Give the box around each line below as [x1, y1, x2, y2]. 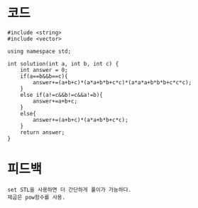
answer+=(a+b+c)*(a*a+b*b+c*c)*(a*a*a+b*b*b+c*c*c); [33, 78, 192, 86]
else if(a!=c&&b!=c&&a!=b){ [20, 91, 103, 98]
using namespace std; [7, 48, 72, 55]
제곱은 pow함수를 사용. [7, 194, 66, 201]
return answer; [20, 128, 65, 136]
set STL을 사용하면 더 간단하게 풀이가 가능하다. [7, 186, 132, 193]
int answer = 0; [20, 66, 69, 73]
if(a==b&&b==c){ [20, 73, 69, 80]
